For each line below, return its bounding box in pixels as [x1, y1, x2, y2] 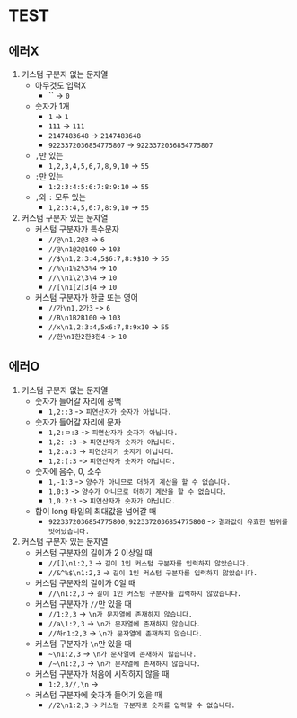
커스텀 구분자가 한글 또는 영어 [34, 293, 138, 302]
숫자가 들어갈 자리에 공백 [34, 396, 122, 407]
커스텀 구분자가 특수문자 [34, 223, 120, 234]
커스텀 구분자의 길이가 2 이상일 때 [34, 547, 153, 557]
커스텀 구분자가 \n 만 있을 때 [34, 638, 132, 649]
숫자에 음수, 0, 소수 [34, 466, 102, 477]
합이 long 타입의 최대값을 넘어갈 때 [34, 505, 157, 516]
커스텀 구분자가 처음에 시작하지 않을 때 [34, 668, 170, 679]
